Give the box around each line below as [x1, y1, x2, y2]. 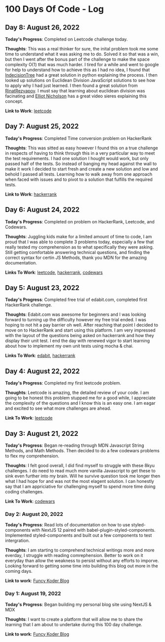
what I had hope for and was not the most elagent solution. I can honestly [5, 478, 154, 484]
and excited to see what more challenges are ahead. [5, 405, 111, 411]
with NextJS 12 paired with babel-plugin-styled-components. [32, 527, 156, 533]
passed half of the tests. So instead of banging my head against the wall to [5, 161, 157, 167]
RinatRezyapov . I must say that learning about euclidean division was [5, 88, 145, 93]
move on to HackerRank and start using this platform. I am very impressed [5, 327, 156, 333]
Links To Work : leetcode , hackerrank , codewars [5, 269, 103, 275]
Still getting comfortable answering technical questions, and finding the [5, 249, 150, 255]
